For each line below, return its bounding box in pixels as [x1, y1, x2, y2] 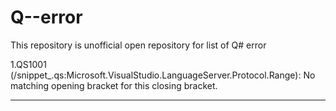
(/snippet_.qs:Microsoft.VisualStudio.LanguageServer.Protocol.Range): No [10, 69, 316, 81]
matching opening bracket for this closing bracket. [10, 79, 218, 91]
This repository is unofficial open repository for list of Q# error [10, 39, 267, 51]
